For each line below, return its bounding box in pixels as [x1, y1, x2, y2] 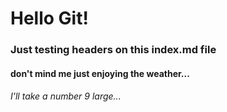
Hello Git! [10, 7, 89, 30]
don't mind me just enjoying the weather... [10, 67, 190, 79]
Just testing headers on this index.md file [10, 43, 217, 57]
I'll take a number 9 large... [10, 90, 122, 102]
